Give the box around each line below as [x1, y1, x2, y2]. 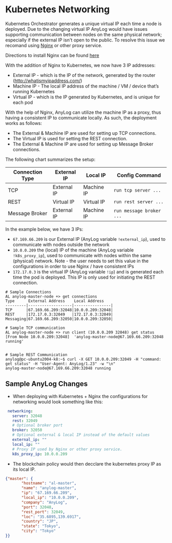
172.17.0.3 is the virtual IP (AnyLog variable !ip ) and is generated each [12, 268, 164, 275]
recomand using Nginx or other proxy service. [5, 42, 102, 48]
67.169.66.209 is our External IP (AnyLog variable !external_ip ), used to [12, 236, 166, 242]
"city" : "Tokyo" [21, 529, 56, 534]
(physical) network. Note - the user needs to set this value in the [12, 258, 149, 264]
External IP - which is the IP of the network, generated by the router [12, 72, 156, 78]
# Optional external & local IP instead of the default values [12, 432, 150, 437]
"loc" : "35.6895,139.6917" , [21, 514, 81, 519]
